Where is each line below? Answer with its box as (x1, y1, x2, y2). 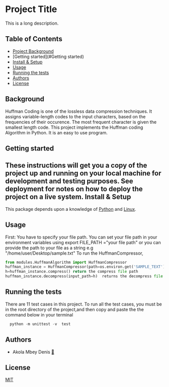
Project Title (5, 4, 57, 15)
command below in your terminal (5, 312, 73, 318)
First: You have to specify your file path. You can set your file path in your (5, 234, 157, 240)
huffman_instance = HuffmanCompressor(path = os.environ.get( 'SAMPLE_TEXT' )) (5, 264, 167, 270)
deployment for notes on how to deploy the (5, 185, 143, 193)
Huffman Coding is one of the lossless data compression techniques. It (5, 108, 152, 114)
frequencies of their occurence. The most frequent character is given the (5, 119, 157, 125)
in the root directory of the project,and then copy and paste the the (5, 306, 144, 313)
